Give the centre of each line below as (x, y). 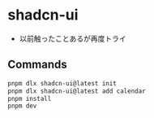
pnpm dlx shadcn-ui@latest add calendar (77, 91)
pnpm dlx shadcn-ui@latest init (62, 83)
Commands (38, 65)
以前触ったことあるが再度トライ (73, 38)
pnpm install (30, 98)
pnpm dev (22, 106)
